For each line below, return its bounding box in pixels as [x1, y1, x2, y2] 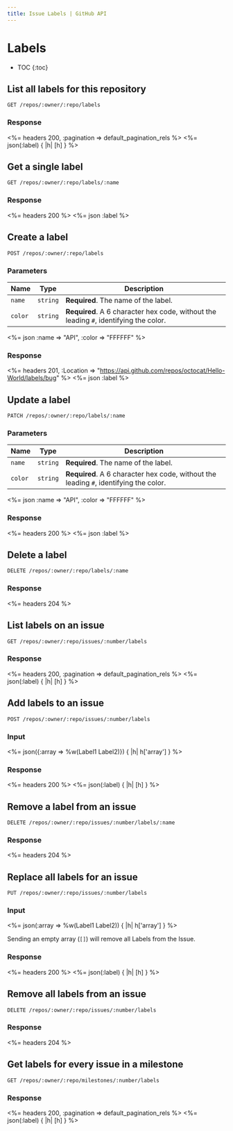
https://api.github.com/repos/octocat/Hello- [99, 366, 225, 375]
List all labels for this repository [7, 83, 147, 94]
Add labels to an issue [7, 697, 105, 709]
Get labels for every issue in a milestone [7, 1059, 184, 1071]
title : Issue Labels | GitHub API [7, 10, 107, 17]
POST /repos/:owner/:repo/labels [7, 249, 104, 257]
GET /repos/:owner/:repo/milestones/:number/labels [7, 1077, 159, 1084]
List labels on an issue [7, 620, 105, 631]
